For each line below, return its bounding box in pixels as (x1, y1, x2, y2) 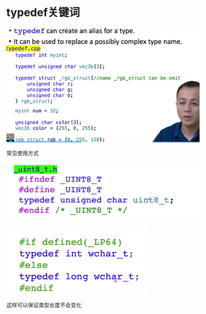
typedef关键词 (6, 6, 80, 20)
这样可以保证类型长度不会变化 (6, 301, 82, 309)
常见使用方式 (6, 149, 39, 157)
